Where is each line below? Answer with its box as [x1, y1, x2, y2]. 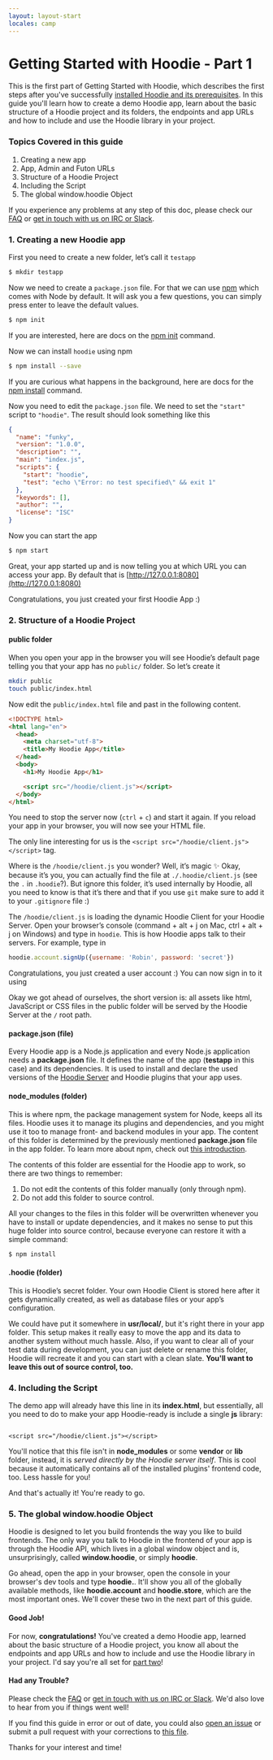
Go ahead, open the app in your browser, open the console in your [8, 1568, 231, 1578]
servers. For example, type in [8, 938, 106, 948]
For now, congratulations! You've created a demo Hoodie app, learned [8, 1631, 246, 1640]
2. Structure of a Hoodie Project [8, 615, 136, 626]
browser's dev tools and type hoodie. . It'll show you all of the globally [8, 1577, 242, 1587]
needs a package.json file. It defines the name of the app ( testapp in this [8, 1055, 254, 1065]
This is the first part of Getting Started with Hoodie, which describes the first [8, 81, 265, 91]
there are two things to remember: [8, 1168, 123, 1178]
